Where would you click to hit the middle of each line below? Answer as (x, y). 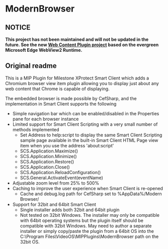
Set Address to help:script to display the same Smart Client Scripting (91, 135)
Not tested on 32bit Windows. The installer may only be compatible (90, 215)
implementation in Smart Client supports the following (61, 104)
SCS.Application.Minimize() (48, 156)
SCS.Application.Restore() (47, 161)
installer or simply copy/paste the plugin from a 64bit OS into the (87, 231)
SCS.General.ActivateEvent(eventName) (61, 178)
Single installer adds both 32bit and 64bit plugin (70, 210)
